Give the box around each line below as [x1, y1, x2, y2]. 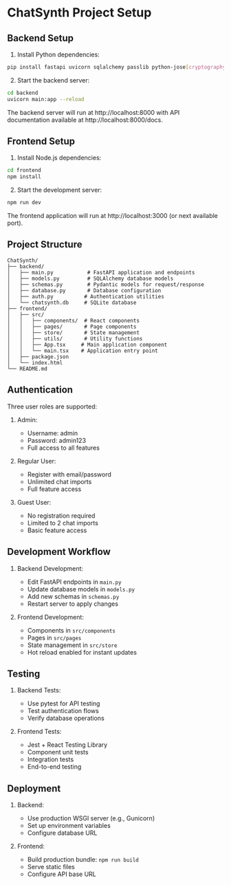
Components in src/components [27, 626, 115, 634]
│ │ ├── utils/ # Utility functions [7, 335, 143, 342]
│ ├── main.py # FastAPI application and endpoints [7, 269, 195, 276]
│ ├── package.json [7, 353, 69, 360]
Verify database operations [27, 714, 104, 723]
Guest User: [16, 498, 52, 506]
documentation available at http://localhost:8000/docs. [7, 116, 163, 124]
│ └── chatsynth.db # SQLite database [7, 299, 137, 306]
